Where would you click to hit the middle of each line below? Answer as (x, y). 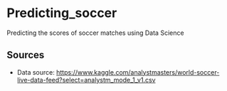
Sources (26, 55)
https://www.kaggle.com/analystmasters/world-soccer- (138, 72)
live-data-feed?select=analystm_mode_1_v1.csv (86, 80)
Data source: (36, 72)
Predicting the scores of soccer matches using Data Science (95, 33)
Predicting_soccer (62, 13)
